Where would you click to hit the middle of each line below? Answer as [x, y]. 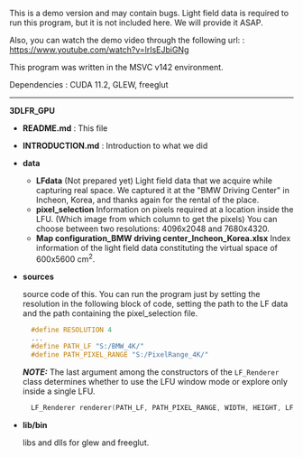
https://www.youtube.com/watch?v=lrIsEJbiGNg [99, 50]
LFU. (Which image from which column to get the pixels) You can [156, 219]
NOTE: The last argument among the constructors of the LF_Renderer [151, 372]
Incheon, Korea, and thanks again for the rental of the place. [147, 200]
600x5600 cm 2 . [65, 258]
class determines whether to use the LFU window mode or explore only [155, 382]
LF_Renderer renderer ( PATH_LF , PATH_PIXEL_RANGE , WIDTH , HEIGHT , [156, 408]
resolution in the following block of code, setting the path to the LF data [155, 303]
